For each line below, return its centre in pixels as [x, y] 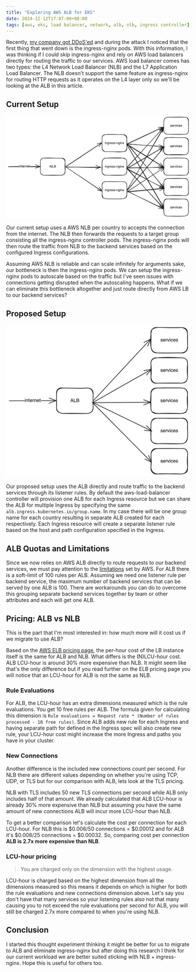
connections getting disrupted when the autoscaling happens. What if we [94, 283]
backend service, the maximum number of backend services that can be [94, 581]
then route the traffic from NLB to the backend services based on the [89, 246]
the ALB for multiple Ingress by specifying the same [68, 505]
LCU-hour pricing [31, 856]
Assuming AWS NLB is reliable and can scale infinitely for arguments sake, [96, 264]
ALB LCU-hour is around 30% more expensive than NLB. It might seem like [96, 663]
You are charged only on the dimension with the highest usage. [97, 869]
